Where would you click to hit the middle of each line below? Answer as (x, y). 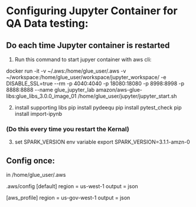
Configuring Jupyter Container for (92, 11)
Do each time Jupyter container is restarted (88, 45)
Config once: (30, 161)
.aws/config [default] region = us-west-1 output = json (72, 186)
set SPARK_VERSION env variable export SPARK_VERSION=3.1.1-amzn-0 (102, 142)
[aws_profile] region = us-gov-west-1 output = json (68, 198)
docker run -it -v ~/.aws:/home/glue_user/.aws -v (66, 71)
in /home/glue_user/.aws (36, 175)
